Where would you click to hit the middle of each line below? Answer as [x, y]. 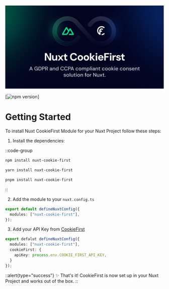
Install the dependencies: [39, 141]
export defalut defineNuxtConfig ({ [43, 239]
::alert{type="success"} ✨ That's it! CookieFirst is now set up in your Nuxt [82, 275]
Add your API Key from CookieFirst [49, 229]
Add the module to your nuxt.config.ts [53, 199]
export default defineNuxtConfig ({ [43, 209]
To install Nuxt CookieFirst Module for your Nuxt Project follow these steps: [83, 131]
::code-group [19, 151]
